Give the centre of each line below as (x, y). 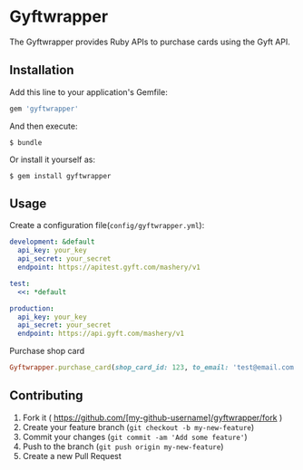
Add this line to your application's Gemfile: (88, 91)
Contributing (46, 396)
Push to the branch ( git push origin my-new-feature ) (123, 446)
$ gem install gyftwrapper (60, 176)
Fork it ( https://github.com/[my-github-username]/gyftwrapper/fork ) (152, 417)
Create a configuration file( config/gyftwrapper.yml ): (107, 225)
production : (32, 308)
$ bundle (26, 142)
